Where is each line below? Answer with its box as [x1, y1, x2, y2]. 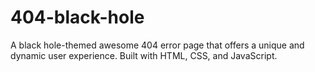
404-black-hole [10, 6, 145, 29]
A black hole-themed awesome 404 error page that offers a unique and [10, 39, 305, 51]
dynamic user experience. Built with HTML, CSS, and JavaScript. [10, 49, 278, 61]
